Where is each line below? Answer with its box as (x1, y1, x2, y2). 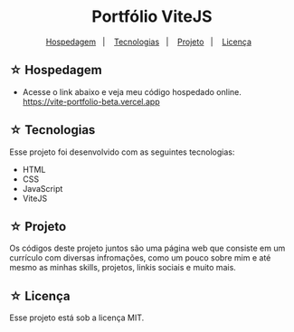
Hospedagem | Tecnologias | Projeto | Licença (45, 36, 251, 47)
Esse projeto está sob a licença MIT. (9, 312, 145, 323)
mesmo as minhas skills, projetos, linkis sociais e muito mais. (9, 262, 237, 273)
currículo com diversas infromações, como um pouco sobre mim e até (9, 252, 271, 263)
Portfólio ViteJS (91, 6, 213, 27)
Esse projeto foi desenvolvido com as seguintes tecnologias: (9, 147, 235, 157)
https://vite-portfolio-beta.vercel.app (22, 96, 160, 107)
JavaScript (22, 183, 63, 194)
